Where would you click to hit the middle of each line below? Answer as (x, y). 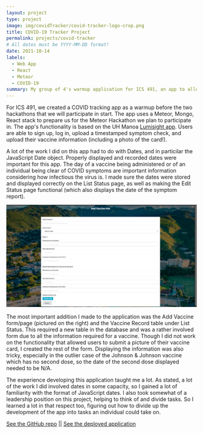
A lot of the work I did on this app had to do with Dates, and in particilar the (100, 151)
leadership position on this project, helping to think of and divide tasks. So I (100, 399)
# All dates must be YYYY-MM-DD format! (58, 45)
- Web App (24, 64)
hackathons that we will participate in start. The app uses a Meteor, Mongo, (100, 114)
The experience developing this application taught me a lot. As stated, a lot (99, 380)
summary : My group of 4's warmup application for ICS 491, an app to (96, 90)
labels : (16, 58)
